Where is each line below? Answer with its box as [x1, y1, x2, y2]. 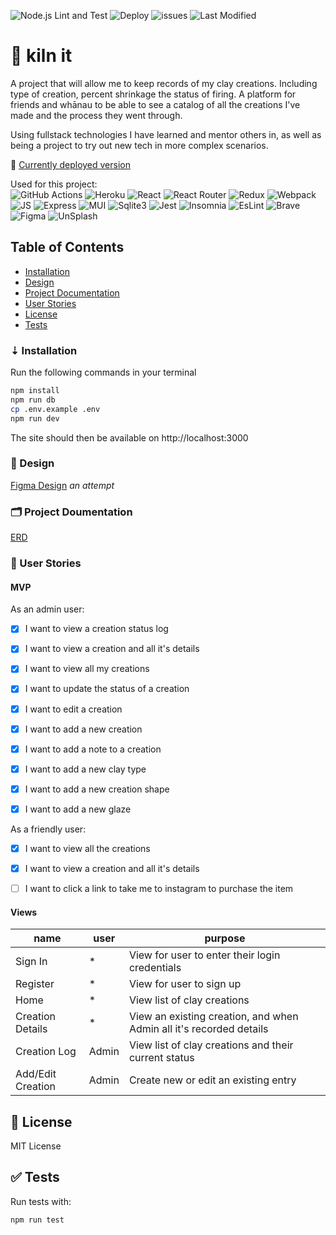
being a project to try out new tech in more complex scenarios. [10, 139, 269, 151]
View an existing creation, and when [128, 1010, 299, 1024]
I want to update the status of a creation [24, 683, 190, 695]
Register [15, 977, 55, 991]
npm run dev [10, 413, 60, 424]
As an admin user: [10, 603, 85, 615]
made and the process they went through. [10, 109, 183, 121]
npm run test [10, 1215, 65, 1225]
